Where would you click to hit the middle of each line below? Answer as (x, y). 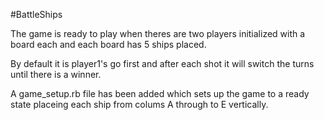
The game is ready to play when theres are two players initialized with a (158, 33)
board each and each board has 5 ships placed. (108, 44)
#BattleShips (36, 14)
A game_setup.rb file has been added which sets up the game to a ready (160, 93)
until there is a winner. (56, 74)
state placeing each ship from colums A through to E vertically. (139, 104)
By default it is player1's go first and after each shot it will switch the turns (162, 63)
